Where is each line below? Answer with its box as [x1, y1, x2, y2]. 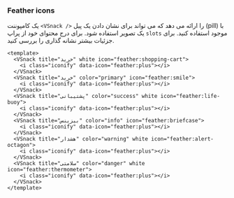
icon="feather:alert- [151, 136, 214, 143]
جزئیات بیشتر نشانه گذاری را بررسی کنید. [7, 36, 115, 45]
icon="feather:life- [160, 93, 220, 100]
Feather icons [7, 6, 55, 15]
